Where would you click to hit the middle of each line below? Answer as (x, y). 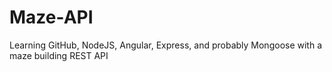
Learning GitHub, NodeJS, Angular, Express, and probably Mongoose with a (166, 45)
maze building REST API (59, 55)
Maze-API (51, 17)
